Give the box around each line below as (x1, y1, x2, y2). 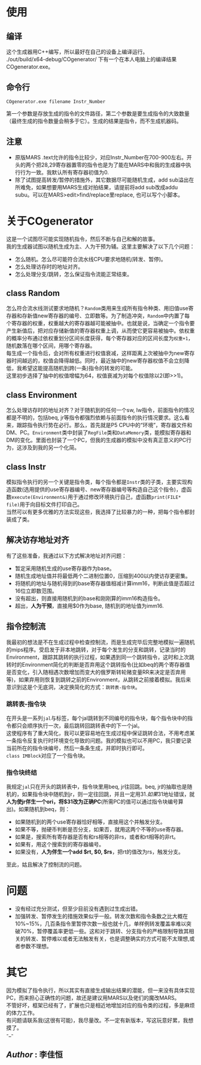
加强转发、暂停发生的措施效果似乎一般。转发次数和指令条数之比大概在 (14, 913, 188, 920)
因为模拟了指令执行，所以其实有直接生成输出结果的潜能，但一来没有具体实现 (6, 987, 195, 994)
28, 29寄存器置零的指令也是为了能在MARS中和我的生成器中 (41, 161, 187, 168)
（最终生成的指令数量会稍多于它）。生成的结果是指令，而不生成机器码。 (6, 117, 182, 125)
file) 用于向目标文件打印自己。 (6, 501, 83, 508)
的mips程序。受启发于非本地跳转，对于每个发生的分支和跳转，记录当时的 (6, 646, 186, 653)
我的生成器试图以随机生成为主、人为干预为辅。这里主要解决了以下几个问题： (6, 243, 195, 250)
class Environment (6, 390, 77, 400)
